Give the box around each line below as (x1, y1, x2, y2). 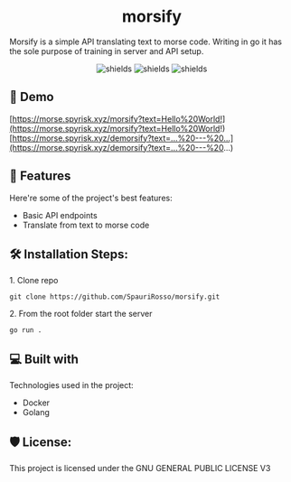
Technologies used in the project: (9, 380, 134, 391)
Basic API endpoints (22, 209, 98, 220)
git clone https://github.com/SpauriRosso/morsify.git (9, 292, 221, 301)
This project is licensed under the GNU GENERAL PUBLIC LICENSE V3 (9, 463, 271, 473)
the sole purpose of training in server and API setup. (9, 45, 204, 56)
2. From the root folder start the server (9, 309, 153, 320)
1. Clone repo (9, 275, 59, 286)
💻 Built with (9, 351, 80, 366)
